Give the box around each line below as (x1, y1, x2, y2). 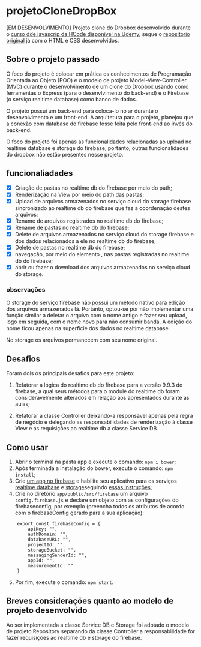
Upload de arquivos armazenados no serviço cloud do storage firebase (14, 197, 191, 205)
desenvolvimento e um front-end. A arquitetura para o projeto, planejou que (6, 113, 194, 121)
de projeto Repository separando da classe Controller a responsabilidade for (6, 627, 196, 634)
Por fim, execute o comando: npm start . (14, 579, 114, 586)
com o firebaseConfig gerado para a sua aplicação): (14, 509, 144, 517)
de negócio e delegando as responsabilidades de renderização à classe (14, 418, 193, 426)
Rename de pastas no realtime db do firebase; (14, 224, 130, 231)
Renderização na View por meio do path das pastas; (14, 191, 145, 198)
